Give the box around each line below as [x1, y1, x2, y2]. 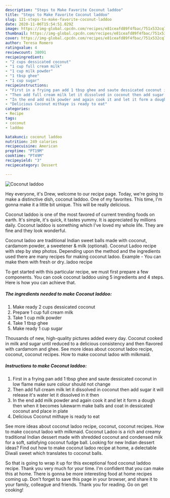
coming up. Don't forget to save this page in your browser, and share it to [5, 476, 158, 482]
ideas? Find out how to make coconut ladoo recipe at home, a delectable [5, 444, 157, 451]
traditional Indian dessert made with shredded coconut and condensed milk [5, 434, 163, 440]
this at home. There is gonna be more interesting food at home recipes [5, 471, 152, 477]
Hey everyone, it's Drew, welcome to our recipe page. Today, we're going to [5, 190, 163, 197]
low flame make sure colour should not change [12, 381, 111, 387]
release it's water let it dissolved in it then [12, 392, 100, 398]
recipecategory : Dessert [5, 163, 58, 168]
